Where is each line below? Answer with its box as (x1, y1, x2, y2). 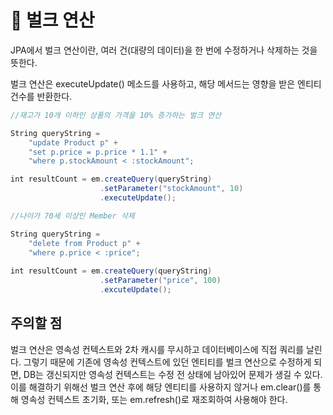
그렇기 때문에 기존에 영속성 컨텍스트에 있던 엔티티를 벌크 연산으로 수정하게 (23, 356, 312, 368)
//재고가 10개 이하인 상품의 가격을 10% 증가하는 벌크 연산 (10, 110, 222, 120)
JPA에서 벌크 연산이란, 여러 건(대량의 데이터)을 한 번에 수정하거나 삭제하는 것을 (10, 44, 318, 56)
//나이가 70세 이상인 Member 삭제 (10, 211, 135, 221)
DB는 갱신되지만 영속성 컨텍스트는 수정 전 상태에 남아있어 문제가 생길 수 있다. (23, 368, 323, 380)
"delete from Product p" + (28, 238, 141, 248)
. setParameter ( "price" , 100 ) (99, 276, 222, 286)
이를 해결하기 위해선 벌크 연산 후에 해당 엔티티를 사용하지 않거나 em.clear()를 (10, 381, 312, 393)
